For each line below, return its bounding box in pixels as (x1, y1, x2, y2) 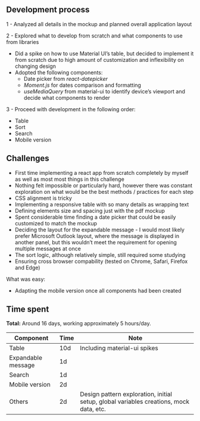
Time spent (6, 304, 49, 315)
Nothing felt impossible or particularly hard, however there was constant (14, 181, 193, 189)
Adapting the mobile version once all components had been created (14, 287, 182, 294)
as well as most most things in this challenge (14, 175, 125, 183)
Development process (6, 5, 90, 15)
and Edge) (14, 264, 40, 271)
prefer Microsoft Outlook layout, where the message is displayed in (14, 232, 180, 240)
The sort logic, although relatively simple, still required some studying (14, 251, 186, 258)
